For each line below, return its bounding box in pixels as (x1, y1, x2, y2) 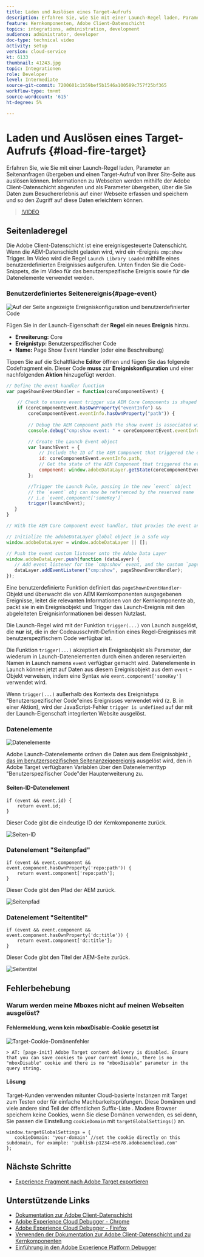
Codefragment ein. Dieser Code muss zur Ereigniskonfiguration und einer (6, 364, 194, 372)
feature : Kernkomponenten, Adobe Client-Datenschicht (6, 20, 146, 26)
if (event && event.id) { (6, 798, 72, 804)
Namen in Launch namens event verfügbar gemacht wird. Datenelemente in (6, 660, 195, 667)
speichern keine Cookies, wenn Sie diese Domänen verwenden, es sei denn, (6, 1111, 198, 1118)
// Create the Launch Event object (28, 439, 118, 445)
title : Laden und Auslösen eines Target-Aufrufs (6, 9, 132, 15)
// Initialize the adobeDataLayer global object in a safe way (6, 534, 170, 540)
